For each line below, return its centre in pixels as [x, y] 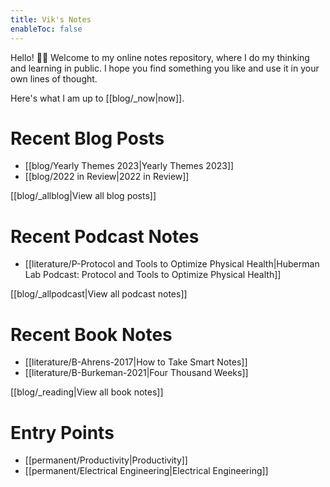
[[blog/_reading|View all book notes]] [87, 392]
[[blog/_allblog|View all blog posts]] [83, 196]
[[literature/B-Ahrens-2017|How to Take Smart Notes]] [136, 362]
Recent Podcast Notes [105, 236]
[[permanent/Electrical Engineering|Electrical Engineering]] [146, 471]
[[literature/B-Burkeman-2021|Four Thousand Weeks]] [136, 373]
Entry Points [62, 432]
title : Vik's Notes [51, 19]
